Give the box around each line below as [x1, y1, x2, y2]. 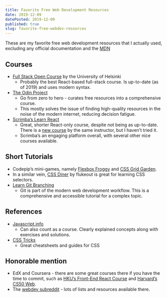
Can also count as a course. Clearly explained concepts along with [20, 226, 158, 232]
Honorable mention [5, 257, 67, 265]
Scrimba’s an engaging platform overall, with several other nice [20, 132, 151, 138]
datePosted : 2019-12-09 [5, 17, 55, 22]
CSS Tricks [12, 237, 36, 243]
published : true [5, 21, 39, 27]
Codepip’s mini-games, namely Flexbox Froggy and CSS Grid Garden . [12, 166, 157, 172]
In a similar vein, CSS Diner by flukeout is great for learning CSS [12, 171, 145, 177]
